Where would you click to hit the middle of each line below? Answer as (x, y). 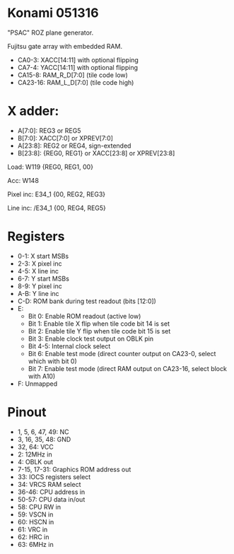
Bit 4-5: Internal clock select (69, 346)
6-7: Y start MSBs (43, 278)
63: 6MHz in (36, 544)
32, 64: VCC (36, 447)
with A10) (42, 376)
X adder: (33, 111)
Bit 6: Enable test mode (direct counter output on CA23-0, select (122, 353)
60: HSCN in (36, 521)
